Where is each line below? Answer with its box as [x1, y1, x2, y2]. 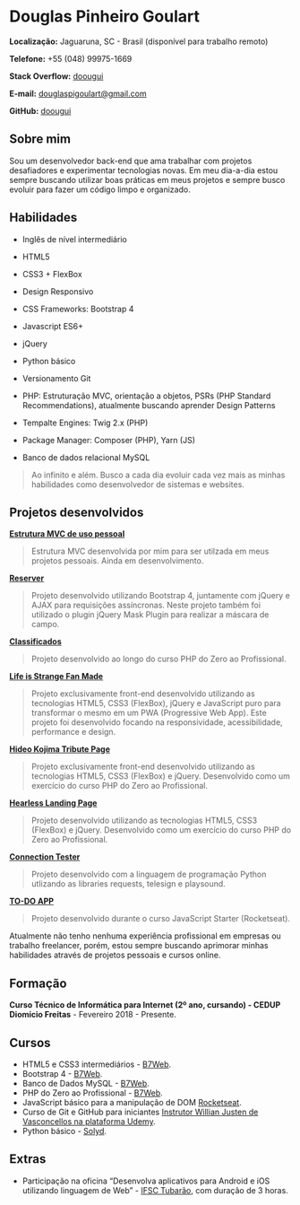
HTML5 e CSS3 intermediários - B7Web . [21, 1059, 172, 1070]
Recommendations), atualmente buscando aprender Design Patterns [21, 399, 276, 410]
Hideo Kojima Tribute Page [9, 744, 110, 755]
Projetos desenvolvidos [9, 504, 144, 520]
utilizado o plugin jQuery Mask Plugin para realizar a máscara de [30, 609, 270, 620]
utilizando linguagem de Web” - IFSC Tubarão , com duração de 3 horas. [21, 1184, 288, 1195]
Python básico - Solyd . [21, 1126, 107, 1136]
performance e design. [30, 727, 116, 738]
